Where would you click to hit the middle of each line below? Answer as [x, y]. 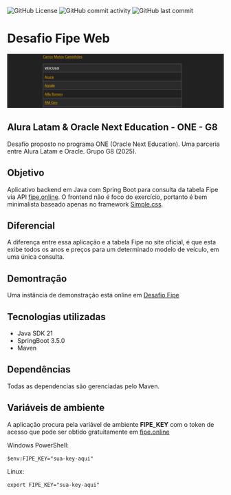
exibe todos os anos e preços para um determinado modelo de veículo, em [113, 250]
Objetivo [26, 173]
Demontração [37, 278]
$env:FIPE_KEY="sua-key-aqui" [51, 459]
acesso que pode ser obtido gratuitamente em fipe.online [88, 432]
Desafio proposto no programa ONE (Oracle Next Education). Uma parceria [113, 144]
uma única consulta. [36, 257]
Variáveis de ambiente [56, 408]
